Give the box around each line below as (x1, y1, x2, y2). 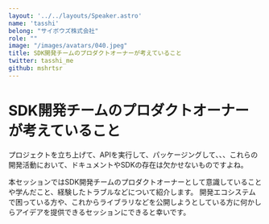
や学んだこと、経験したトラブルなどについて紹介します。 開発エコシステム (8, 187, 256, 197)
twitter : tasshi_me (8, 57, 74, 65)
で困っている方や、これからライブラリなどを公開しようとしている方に (8, 197, 241, 206)
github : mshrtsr (8, 64, 63, 73)
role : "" (8, 34, 38, 43)
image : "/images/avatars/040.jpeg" (8, 42, 128, 50)
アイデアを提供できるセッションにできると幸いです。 (14, 207, 191, 217)
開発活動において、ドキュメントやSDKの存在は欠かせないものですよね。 (8, 160, 248, 169)
